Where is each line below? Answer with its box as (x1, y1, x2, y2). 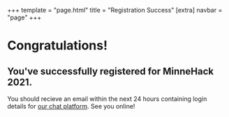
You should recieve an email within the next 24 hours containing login (7, 95, 207, 103)
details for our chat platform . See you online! (7, 102, 135, 110)
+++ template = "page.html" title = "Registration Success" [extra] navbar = (7, 6, 223, 14)
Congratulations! (7, 38, 108, 54)
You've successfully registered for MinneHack (7, 65, 214, 77)
